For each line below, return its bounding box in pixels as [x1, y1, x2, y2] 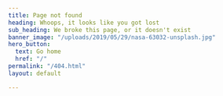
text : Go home [15, 48, 61, 55]
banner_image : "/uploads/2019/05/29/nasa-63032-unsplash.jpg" [8, 33, 216, 41]
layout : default [8, 69, 61, 77]
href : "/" [15, 55, 47, 63]
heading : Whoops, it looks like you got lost [8, 19, 159, 27]
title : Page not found [8, 11, 82, 20]
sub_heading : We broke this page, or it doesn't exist [8, 26, 192, 34]
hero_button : [8, 41, 51, 48]
